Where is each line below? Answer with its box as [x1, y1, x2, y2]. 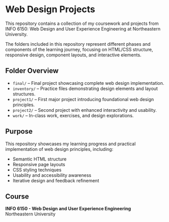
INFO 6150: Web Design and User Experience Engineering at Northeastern [5, 25, 161, 31]
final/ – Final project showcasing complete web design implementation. [12, 80, 164, 86]
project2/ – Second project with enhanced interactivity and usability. [12, 107, 157, 113]
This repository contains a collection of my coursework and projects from [5, 20, 159, 26]
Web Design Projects [5, 4, 95, 15]
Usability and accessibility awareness [12, 172, 91, 178]
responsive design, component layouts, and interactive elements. [5, 52, 142, 58]
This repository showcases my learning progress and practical [5, 141, 136, 147]
